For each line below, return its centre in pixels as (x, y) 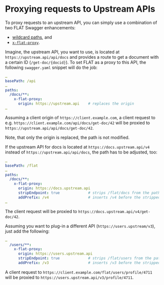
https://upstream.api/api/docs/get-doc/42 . (50, 128)
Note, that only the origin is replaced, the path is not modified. (67, 137)
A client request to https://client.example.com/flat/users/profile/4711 (79, 272)
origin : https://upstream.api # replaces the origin (76, 104)
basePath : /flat (21, 165)
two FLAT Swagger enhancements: (40, 27)
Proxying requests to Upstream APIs (80, 9)
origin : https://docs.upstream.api (54, 188)
